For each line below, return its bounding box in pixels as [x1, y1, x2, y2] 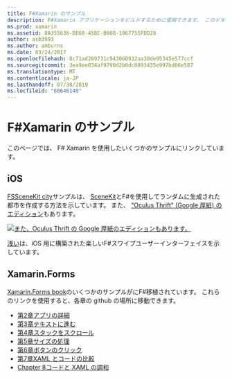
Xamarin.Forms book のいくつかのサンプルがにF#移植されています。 [7, 287, 200, 295]
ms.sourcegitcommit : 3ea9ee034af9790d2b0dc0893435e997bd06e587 [7, 62, 194, 69]
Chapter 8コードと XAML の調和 [17, 363, 109, 371]
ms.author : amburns [7, 42, 64, 49]
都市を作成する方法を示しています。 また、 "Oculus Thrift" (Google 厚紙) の [7, 200, 222, 209]
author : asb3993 [7, 36, 54, 43]
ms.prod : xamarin [7, 23, 57, 30]
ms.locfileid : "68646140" [7, 87, 82, 94]
